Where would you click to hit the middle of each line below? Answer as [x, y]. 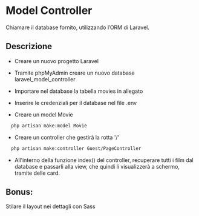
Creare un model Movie [44, 114]
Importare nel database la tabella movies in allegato [79, 91]
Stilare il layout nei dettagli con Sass [51, 206]
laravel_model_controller [45, 79]
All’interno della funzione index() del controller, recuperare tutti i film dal [104, 160]
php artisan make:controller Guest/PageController [76, 148]
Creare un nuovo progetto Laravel [57, 61]
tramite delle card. [37, 173]
